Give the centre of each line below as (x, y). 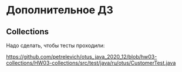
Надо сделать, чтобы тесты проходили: (55, 45)
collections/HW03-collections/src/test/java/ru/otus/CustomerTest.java (91, 63)
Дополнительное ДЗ (60, 10)
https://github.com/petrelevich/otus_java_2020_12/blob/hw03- (82, 57)
